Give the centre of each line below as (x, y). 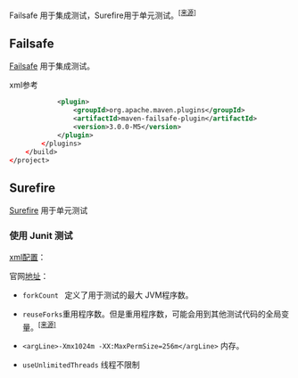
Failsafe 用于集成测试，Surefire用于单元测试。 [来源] (103, 14)
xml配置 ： (28, 257)
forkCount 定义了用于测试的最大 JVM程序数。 (108, 295)
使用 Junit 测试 (41, 236)
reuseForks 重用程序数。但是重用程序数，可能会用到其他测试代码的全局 (152, 314)
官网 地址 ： (29, 275)
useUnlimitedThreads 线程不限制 (81, 365)
